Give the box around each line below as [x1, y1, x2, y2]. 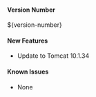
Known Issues [7, 67, 49, 76]
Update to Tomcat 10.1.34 [17, 52, 90, 60]
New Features [7, 36, 48, 45]
